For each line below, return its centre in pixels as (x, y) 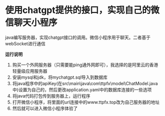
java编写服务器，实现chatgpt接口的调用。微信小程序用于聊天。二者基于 (78, 37)
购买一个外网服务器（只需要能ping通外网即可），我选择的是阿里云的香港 (85, 65)
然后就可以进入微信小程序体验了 (45, 108)
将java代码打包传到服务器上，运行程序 (51, 96)
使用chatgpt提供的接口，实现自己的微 (82, 10)
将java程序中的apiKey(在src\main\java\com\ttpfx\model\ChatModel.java (85, 83)
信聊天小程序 (31, 23)
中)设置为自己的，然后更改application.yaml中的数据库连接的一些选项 (82, 90)
